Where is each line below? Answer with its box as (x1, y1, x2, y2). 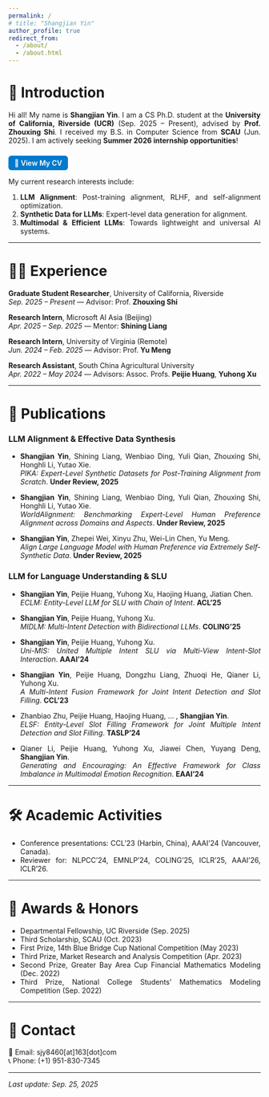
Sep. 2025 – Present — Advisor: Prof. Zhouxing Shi (8, 297, 179, 306)
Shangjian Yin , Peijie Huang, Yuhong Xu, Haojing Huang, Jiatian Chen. (19, 589, 254, 598)
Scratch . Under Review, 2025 (19, 477, 118, 487)
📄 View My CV (14, 158, 62, 168)
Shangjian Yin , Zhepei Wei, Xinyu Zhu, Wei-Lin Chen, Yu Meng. (19, 534, 231, 544)
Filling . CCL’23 (19, 695, 70, 705)
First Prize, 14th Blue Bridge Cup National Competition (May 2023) (19, 943, 239, 953)
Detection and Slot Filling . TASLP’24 (19, 727, 141, 738)
